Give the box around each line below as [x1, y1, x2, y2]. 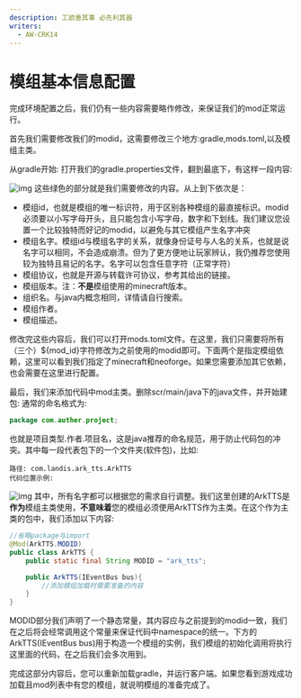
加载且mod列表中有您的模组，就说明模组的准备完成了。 [9, 679, 216, 690]
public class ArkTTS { [9, 548, 94, 557]
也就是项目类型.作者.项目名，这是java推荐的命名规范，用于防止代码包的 [9, 433, 273, 444]
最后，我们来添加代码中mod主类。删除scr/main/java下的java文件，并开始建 [9, 386, 288, 397]
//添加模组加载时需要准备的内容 [41, 581, 144, 590]
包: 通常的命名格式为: [9, 398, 88, 409]
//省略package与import [9, 531, 91, 540]
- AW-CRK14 [17, 30, 58, 39]
